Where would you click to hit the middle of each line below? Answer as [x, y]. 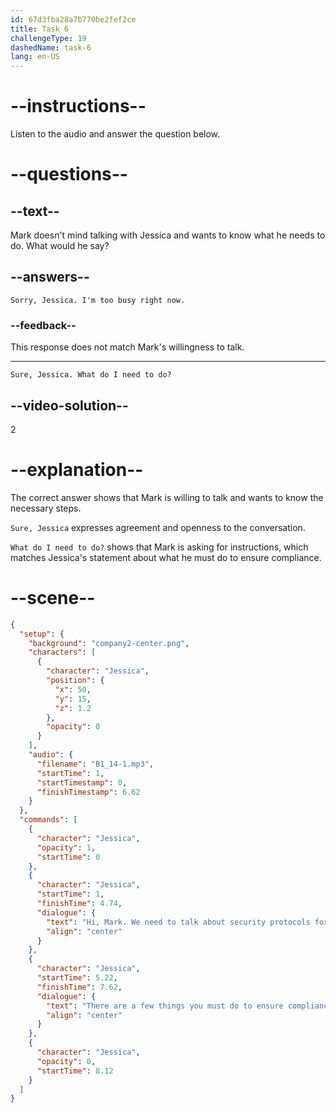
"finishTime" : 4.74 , [79, 904]
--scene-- [53, 598]
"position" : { [75, 681]
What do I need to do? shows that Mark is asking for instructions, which [159, 547]
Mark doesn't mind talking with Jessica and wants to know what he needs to [168, 235]
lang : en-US [35, 57]
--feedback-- [43, 325]
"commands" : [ [48, 820]
